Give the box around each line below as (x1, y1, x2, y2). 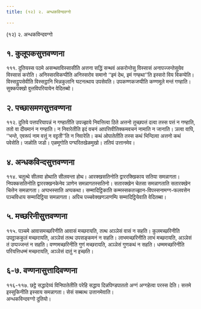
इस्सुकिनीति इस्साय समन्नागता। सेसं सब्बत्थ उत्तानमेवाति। (6, 288, 114, 296)
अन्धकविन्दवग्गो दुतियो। (6, 295, 52, 302)
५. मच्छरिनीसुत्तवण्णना (6, 211, 67, 221)
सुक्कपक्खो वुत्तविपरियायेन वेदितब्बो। (6, 85, 74, 92)
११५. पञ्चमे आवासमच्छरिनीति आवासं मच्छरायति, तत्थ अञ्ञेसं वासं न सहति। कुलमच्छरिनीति (6, 227, 180, 234)
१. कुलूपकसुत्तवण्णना (6, 49, 65, 59)
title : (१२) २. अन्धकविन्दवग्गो (6, 8, 71, 15)
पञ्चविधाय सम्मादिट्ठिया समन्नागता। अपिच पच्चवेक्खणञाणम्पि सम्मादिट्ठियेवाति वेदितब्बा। (6, 194, 167, 201)
